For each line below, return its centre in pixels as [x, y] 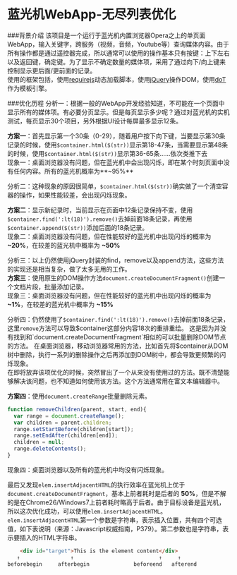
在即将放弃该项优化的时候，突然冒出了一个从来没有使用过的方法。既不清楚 [115, 372]
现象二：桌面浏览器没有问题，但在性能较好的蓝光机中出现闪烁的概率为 [109, 236]
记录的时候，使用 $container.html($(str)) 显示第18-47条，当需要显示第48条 [118, 145]
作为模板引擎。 [29, 88]
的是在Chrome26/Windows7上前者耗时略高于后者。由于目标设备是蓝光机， [116, 502]
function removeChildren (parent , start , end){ [77, 409]
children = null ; [39, 442]
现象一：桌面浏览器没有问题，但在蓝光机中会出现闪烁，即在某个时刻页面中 [115, 162]
